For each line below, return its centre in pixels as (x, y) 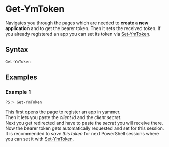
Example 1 (18, 92)
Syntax (17, 50)
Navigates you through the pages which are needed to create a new (77, 23)
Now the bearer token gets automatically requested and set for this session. (85, 128)
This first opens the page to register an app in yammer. (63, 112)
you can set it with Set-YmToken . (40, 139)
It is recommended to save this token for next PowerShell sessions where (82, 134)
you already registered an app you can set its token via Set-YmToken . (78, 34)
